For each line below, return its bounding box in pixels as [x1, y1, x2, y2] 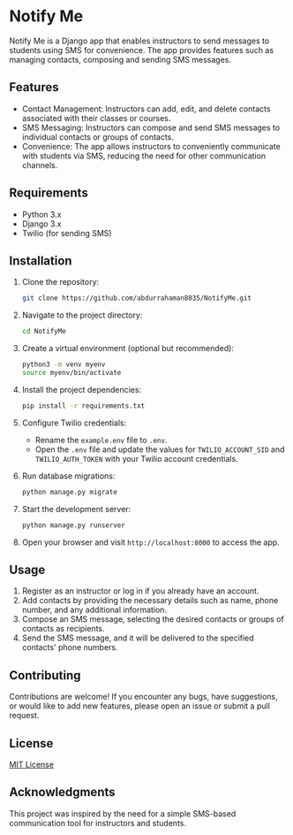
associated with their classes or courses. [21, 112, 171, 123]
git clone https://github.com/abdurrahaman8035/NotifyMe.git [21, 294, 252, 303]
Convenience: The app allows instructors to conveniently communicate [21, 141, 281, 151]
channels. [21, 159, 58, 170]
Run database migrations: [21, 471, 116, 481]
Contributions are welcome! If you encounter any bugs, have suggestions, [9, 692, 278, 702]
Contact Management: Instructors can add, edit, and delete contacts [21, 103, 271, 114]
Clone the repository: [21, 277, 100, 287]
